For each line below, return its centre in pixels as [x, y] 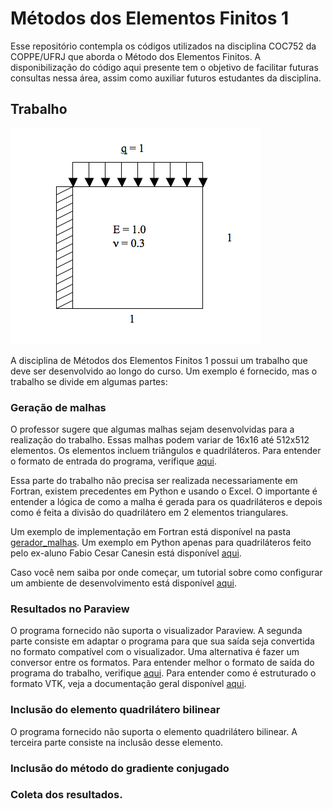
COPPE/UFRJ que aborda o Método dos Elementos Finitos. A [136, 56]
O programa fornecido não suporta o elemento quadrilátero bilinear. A [154, 731]
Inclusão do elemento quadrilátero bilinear [115, 710]
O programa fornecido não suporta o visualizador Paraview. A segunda [156, 631]
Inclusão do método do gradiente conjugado [120, 768]
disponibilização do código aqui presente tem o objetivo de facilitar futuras [164, 67]
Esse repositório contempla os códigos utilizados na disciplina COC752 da [163, 46]
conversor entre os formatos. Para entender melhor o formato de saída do [162, 663]
